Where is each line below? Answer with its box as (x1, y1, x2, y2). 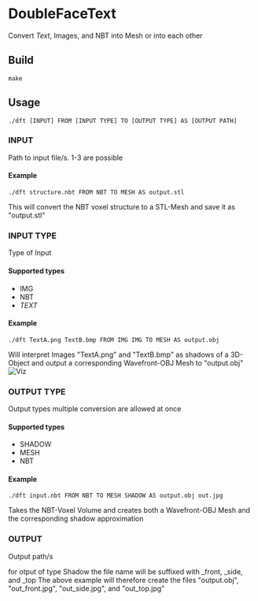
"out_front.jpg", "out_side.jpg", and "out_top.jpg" (8, 584, 165, 593)
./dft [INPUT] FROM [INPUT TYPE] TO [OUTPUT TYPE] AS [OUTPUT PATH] (8, 117, 238, 124)
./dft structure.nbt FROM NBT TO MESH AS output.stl (8, 188, 185, 197)
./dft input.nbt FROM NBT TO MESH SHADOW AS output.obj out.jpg (8, 492, 223, 500)
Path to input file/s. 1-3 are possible (8, 153, 123, 162)
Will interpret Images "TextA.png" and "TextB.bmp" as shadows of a (8, 350, 230, 359)
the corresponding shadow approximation (8, 514, 144, 524)
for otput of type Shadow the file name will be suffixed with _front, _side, (8, 566, 243, 576)
